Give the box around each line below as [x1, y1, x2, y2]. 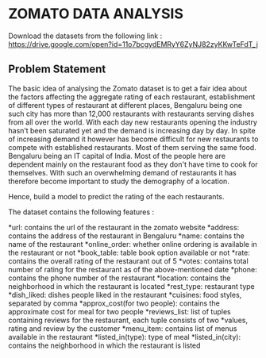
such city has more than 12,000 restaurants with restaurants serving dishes [8, 109, 255, 118]
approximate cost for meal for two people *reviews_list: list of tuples [8, 306, 232, 316]
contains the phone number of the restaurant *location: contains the [8, 273, 231, 283]
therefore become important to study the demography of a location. [8, 176, 230, 186]
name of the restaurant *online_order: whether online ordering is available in [8, 239, 258, 248]
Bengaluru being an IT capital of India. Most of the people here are [8, 151, 226, 160]
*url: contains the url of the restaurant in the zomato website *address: [8, 222, 240, 232]
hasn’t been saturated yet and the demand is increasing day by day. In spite [8, 125, 256, 135]
